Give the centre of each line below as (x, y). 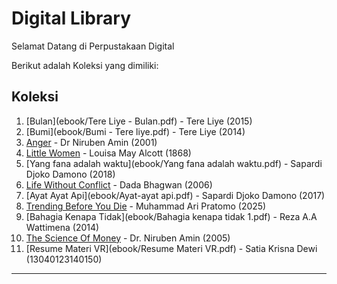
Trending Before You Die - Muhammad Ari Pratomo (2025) (146, 206)
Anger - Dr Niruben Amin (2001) (91, 142)
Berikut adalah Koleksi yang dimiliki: (85, 65)
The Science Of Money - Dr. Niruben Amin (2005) (128, 238)
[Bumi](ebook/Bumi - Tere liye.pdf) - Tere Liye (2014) (135, 131)
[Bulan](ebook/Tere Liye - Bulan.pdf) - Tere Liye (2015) (139, 121)
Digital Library (71, 18)
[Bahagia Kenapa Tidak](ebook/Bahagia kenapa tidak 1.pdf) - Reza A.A (171, 216)
